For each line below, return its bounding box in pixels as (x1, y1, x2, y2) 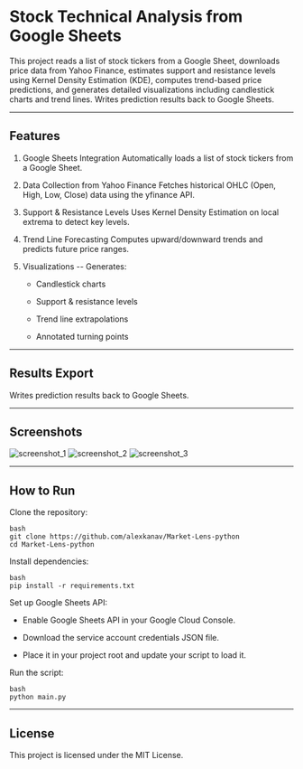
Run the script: (9, 667, 64, 679)
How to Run (9, 483, 76, 498)
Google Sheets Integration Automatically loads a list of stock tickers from (22, 152, 294, 164)
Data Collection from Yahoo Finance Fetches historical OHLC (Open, (22, 179, 277, 191)
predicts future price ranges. (22, 243, 129, 254)
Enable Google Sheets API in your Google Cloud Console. (22, 614, 236, 625)
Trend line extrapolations (35, 314, 129, 324)
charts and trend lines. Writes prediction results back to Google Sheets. (9, 93, 275, 105)
